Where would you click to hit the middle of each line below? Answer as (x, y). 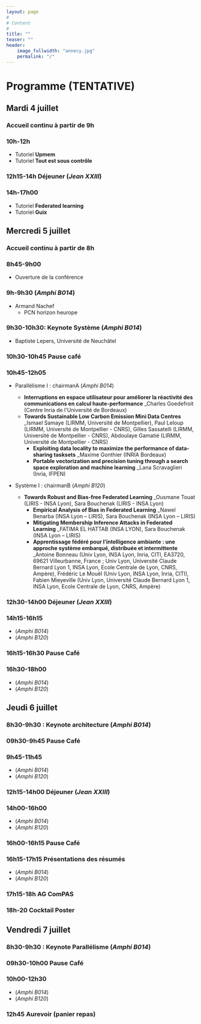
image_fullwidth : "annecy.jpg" (56, 51)
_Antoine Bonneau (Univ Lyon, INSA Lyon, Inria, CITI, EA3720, (109, 555)
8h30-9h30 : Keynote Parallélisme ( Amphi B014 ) (79, 947)
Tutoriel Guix (31, 212)
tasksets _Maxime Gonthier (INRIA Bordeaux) (110, 455)
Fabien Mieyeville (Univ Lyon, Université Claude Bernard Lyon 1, (111, 580)
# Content (19, 23)
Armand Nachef (34, 306)
